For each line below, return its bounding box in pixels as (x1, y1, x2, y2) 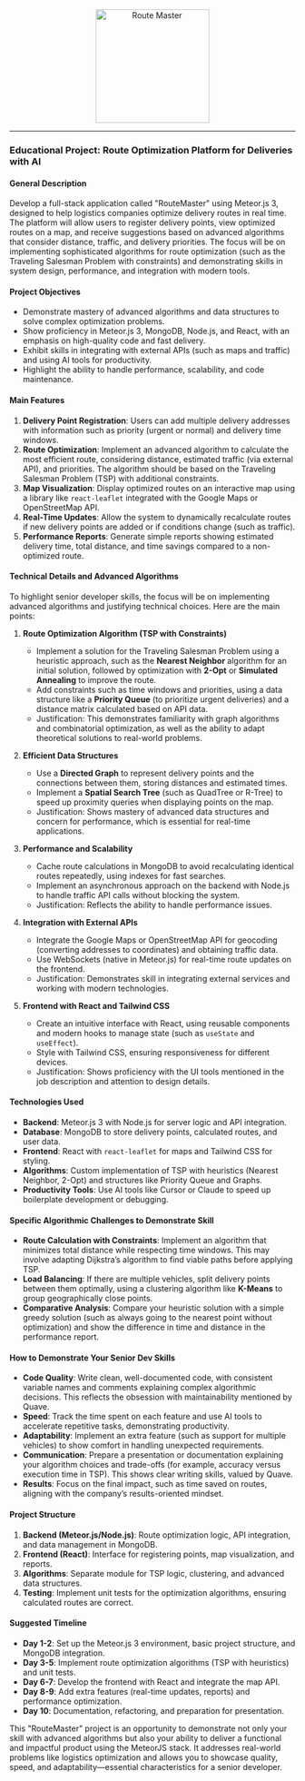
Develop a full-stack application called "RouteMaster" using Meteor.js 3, (9, 198, 279, 209)
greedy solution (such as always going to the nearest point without (22, 1312, 272, 1323)
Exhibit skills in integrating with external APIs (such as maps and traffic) (22, 345, 290, 356)
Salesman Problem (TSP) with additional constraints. (22, 472, 220, 484)
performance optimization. (22, 1696, 123, 1707)
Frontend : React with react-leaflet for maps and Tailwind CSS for (22, 1145, 273, 1156)
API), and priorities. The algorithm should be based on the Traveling (22, 463, 277, 474)
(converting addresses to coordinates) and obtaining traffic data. (35, 944, 279, 955)
